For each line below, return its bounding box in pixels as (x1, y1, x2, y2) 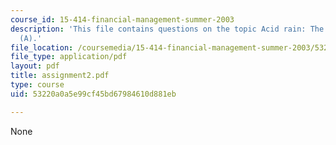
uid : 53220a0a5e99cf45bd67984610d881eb (10, 89, 177, 99)
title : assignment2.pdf (10, 71, 110, 81)
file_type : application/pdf (10, 52, 128, 62)
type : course (10, 80, 65, 90)
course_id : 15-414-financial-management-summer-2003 (10, 14, 235, 25)
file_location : (10, 42, 74, 53)
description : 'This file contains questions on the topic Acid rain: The (10, 24, 325, 34)
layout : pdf (10, 61, 60, 71)
